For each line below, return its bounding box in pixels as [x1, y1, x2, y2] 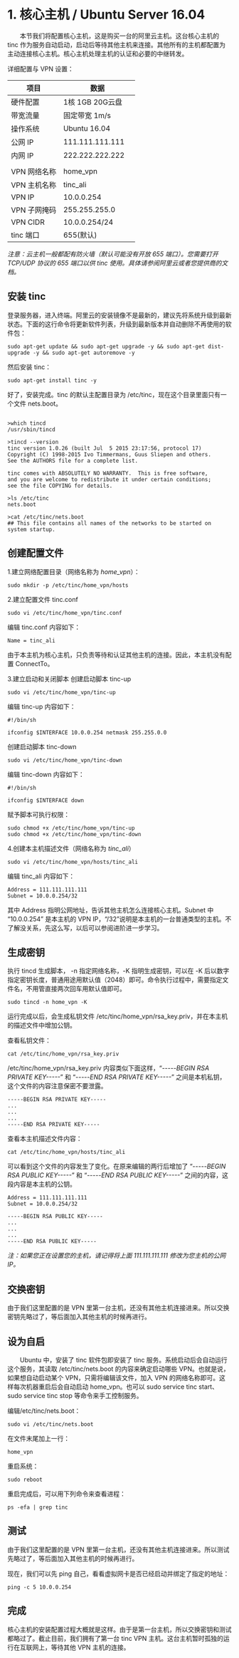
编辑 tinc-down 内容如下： [7, 770, 85, 778]
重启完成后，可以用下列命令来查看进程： [7, 1489, 126, 1498]
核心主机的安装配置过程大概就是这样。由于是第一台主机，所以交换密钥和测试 [7, 1625, 232, 1634]
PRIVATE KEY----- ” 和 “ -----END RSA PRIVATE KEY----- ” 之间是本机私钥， [7, 1072, 226, 1082]
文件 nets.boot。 [13, 399, 63, 408]
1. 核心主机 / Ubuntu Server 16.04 [7, 6, 206, 23]
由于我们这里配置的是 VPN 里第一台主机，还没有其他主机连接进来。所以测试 [7, 1545, 230, 1554]
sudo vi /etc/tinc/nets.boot [7, 1421, 94, 1428]
